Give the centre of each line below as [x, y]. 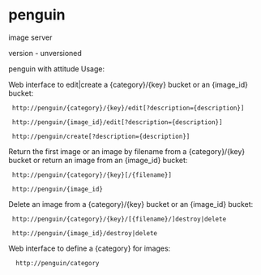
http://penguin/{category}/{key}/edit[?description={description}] [128, 108]
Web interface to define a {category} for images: [90, 248]
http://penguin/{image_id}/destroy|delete [85, 233]
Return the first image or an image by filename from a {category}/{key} [127, 151]
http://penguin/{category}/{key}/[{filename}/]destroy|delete [119, 219]
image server [30, 37]
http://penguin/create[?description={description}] [101, 136]
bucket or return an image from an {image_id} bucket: [98, 160]
